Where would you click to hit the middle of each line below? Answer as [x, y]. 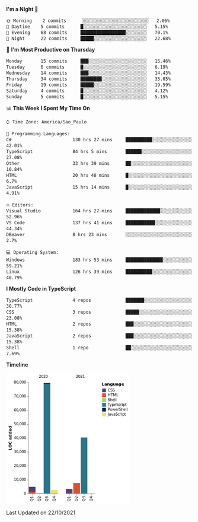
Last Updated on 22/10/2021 [41, 513]
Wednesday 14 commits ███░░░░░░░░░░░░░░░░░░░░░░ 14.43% [88, 73]
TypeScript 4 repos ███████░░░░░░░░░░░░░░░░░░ [99, 300]
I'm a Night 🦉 [22, 9]
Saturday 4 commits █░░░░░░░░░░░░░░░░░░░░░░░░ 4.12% [87, 91]
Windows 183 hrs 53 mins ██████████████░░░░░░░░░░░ [99, 260]
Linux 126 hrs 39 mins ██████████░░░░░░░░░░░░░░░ [99, 272]
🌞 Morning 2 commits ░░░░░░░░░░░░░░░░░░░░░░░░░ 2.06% [88, 21]
